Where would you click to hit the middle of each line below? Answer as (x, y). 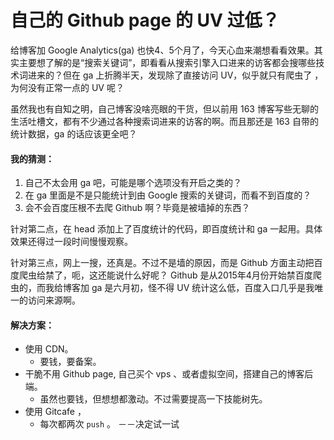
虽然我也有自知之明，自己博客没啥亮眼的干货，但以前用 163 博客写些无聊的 (164, 108)
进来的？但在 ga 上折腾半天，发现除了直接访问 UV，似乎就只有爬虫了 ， (175, 75)
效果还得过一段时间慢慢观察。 (71, 242)
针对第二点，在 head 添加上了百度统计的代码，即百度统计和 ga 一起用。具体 (166, 229)
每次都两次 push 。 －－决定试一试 (109, 424)
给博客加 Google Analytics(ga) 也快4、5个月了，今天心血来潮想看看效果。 (162, 50)
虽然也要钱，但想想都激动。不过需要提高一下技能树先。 (153, 399)
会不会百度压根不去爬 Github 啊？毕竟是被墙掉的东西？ (137, 208)
